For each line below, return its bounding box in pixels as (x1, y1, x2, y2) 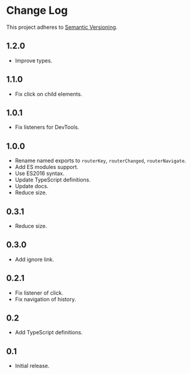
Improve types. (14, 57, 53, 64)
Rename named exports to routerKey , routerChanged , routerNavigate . (14, 157, 186, 164)
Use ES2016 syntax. (14, 170, 65, 177)
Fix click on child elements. (14, 90, 82, 97)
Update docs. (14, 183, 49, 190)
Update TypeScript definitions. (14, 176, 91, 183)
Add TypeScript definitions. (14, 329, 83, 336)
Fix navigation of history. (14, 295, 76, 302)
